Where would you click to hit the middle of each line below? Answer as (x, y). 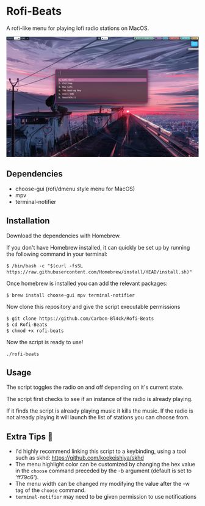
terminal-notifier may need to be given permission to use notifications (106, 497)
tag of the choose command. (50, 490)
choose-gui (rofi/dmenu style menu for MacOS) (75, 189)
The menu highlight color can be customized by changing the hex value (105, 464)
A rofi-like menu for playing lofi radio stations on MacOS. (78, 28)
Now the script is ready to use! (45, 342)
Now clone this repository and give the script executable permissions (93, 306)
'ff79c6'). (27, 477)
